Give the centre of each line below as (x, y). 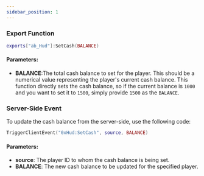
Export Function (30, 33)
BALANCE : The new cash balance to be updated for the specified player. (107, 167)
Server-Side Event (34, 108)
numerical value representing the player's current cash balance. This (101, 79)
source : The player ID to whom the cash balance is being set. (92, 160)
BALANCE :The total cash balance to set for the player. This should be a (105, 73)
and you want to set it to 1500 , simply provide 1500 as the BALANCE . (97, 93)
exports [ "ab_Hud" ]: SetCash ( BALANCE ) (53, 46)
